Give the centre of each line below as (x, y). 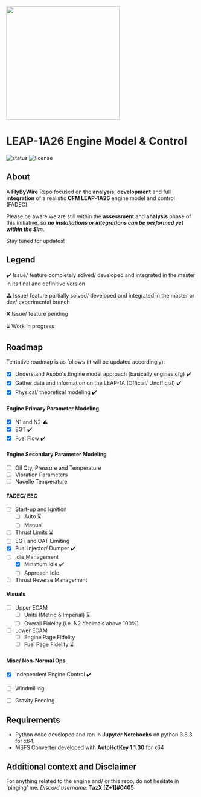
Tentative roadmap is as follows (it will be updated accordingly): (86, 362)
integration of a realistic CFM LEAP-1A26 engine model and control (91, 198)
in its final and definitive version (46, 284)
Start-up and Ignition (41, 509)
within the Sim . (25, 229)
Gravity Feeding (35, 701)
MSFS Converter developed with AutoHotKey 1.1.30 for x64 (89, 747)
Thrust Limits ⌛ (34, 532)
